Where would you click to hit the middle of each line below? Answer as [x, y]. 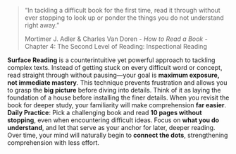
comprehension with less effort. [54, 143]
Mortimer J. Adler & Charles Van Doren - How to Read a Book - [116, 39]
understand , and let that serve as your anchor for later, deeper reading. [111, 128]
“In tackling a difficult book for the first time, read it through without [122, 10]
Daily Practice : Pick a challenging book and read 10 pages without [105, 113]
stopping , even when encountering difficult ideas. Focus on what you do [113, 120]
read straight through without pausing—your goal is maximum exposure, [113, 75]
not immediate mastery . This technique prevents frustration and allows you [117, 83]
